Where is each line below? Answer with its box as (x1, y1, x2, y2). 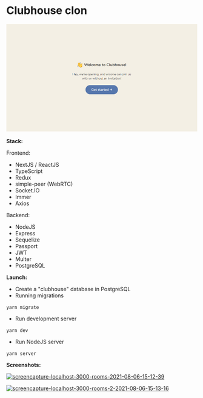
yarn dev (6, 328, 28, 334)
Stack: (6, 138, 23, 145)
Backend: (6, 212, 30, 219)
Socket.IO (15, 187, 40, 194)
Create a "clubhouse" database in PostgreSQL (15, 286, 131, 293)
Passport (15, 243, 38, 250)
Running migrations (15, 292, 64, 299)
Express (15, 230, 36, 237)
